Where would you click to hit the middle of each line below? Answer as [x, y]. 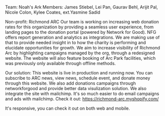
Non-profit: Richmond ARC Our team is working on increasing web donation [82, 22]
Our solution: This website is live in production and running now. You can [79, 73]
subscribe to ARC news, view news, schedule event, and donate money [78, 78]
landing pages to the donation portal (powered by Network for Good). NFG [81, 32]
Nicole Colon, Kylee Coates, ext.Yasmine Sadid [53, 12]
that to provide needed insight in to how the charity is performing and [76, 43]
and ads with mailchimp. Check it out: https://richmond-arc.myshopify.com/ [82, 99]
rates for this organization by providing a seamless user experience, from [79, 27]
